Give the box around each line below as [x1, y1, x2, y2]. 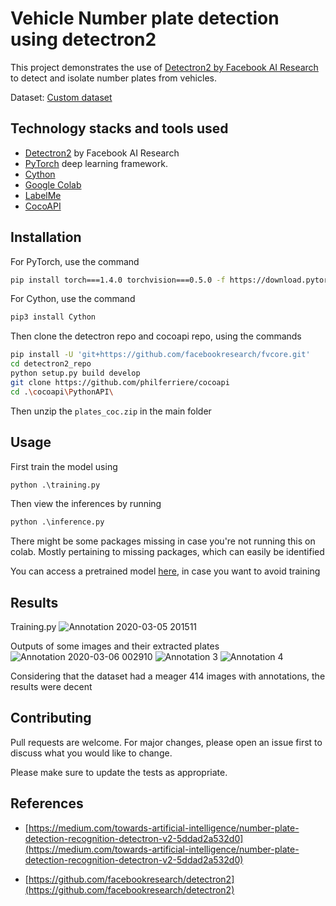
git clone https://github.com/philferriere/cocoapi [10, 377, 230, 387]
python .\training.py [10, 480, 101, 490]
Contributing [10, 710, 92, 727]
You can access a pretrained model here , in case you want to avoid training [10, 565, 321, 577]
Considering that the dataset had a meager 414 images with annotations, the [10, 670, 326, 682]
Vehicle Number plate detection [10, 7, 280, 30]
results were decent [10, 681, 93, 693]
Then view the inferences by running [10, 498, 162, 510]
